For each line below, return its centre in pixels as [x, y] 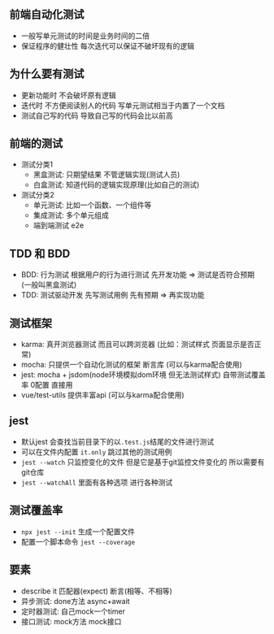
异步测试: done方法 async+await [75, 601]
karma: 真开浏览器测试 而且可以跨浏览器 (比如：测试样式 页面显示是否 [137, 345]
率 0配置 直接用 [47, 385]
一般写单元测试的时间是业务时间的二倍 [85, 36]
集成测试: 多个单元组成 [71, 215]
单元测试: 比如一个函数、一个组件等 [92, 205]
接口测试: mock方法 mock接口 [71, 621]
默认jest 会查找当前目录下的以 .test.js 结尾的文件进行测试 [117, 441]
